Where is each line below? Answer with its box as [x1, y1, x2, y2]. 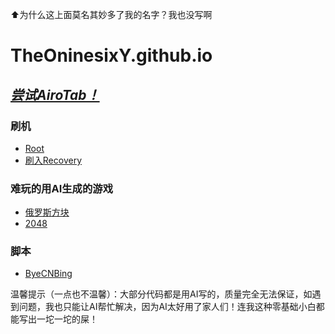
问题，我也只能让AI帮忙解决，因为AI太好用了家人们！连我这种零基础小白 [18, 301, 317, 313]
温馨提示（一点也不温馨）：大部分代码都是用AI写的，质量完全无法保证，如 [10, 288, 313, 300]
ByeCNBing [24, 268, 73, 280]
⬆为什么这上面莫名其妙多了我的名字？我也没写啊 [10, 9, 213, 20]
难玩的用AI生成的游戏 [10, 181, 114, 195]
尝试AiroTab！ [10, 86, 100, 103]
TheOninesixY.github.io [10, 44, 213, 67]
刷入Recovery [24, 154, 82, 166]
